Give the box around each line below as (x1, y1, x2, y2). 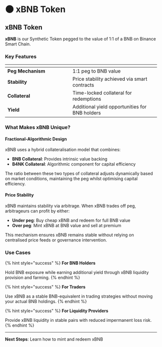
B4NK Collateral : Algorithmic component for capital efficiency (12, 161, 136, 167)
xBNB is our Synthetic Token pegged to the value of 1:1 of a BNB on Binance (5, 36, 156, 42)
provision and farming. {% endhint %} (5, 274, 81, 280)
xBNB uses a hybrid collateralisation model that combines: (5, 147, 121, 152)
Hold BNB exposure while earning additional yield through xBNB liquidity (5, 269, 149, 275)
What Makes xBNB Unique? (5, 124, 71, 131)
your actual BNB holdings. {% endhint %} (5, 298, 87, 304)
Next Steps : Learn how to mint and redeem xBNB (5, 336, 103, 342)
